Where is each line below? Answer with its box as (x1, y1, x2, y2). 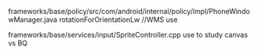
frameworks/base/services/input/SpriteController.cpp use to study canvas (8, 31, 249, 39)
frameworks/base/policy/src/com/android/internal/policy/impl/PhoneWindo (8, 7, 251, 16)
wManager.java (8, 15, 57, 24)
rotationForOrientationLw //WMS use (58, 15, 178, 24)
